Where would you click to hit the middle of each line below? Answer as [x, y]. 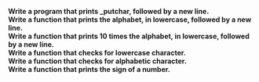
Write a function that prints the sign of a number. [89, 69]
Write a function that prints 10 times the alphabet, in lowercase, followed [129, 36]
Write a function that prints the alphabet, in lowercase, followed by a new [130, 20]
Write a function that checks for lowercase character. [97, 53]
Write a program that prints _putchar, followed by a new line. [109, 11]
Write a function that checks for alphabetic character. [97, 61]
